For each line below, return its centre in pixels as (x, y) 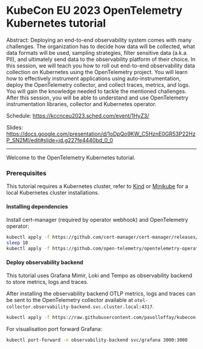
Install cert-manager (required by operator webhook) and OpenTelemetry (97, 220)
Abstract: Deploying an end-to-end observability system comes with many (99, 40)
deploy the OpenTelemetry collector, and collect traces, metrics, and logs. (98, 84)
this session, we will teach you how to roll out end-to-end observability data (101, 65)
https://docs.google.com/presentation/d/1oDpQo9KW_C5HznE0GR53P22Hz (101, 134)
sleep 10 (17, 243)
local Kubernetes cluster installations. (53, 193)
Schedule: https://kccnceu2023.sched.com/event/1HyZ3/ (78, 116)
